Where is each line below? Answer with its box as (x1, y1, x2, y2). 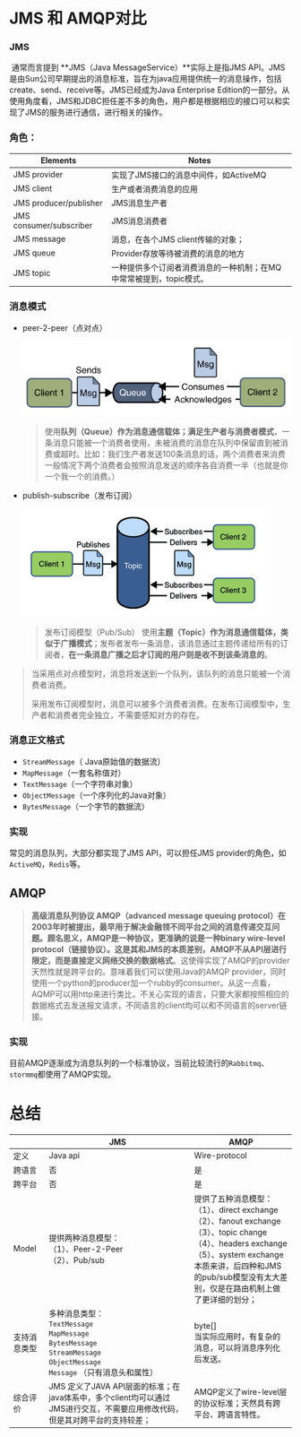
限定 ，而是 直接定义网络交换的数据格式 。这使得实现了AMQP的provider (30, 955, 290, 965)
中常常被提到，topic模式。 (111, 273, 209, 284)
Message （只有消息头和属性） (48, 1366, 159, 1377)
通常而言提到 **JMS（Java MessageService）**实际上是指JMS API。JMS (11, 62, 286, 73)
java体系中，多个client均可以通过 (48, 1392, 171, 1403)
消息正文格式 (9, 734, 65, 747)
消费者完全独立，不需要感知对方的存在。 (55, 709, 204, 720)
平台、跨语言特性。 (193, 1409, 266, 1420)
